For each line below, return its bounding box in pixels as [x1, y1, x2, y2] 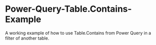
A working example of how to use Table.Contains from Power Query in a [5, 30, 152, 36]
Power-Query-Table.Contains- [5, 3, 132, 15]
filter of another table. [5, 35, 49, 41]
